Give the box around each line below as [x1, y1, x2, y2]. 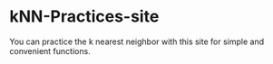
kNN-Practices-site [9, 6, 160, 27]
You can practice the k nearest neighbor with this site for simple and [9, 36, 265, 47]
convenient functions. [9, 45, 91, 56]
